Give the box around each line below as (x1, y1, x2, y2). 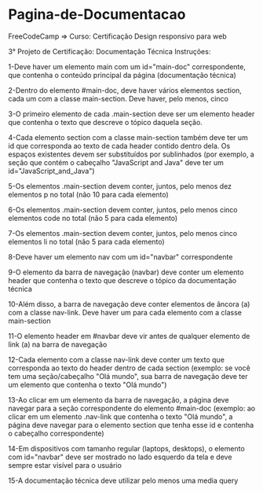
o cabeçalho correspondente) (8, 429, 104, 438)
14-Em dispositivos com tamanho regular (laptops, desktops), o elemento (8, 443, 245, 453)
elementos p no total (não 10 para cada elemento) (8, 189, 169, 199)
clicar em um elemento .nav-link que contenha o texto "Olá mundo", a (8, 411, 233, 421)
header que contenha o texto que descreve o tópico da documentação (8, 275, 237, 285)
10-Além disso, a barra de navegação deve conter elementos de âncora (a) (8, 299, 250, 308)
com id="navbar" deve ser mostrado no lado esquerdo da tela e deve (8, 452, 232, 462)
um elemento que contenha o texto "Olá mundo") (8, 380, 167, 389)
